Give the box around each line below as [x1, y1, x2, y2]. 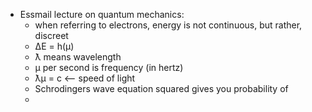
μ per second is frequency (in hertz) [34, 62, 184, 73]
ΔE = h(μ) [34, 40, 75, 52]
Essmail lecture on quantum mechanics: [19, 9, 185, 20]
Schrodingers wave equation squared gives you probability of [34, 83, 289, 94]
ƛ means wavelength [34, 51, 122, 63]
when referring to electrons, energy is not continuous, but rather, [34, 19, 303, 31]
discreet [34, 30, 69, 41]
